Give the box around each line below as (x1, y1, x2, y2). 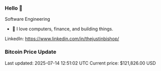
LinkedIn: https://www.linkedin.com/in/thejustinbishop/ (5, 35, 119, 42)
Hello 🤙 (5, 5, 23, 12)
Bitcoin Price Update (5, 48, 56, 55)
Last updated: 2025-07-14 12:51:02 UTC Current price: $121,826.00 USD (5, 60, 156, 66)
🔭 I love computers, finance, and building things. (12, 26, 114, 32)
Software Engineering (5, 16, 50, 22)
